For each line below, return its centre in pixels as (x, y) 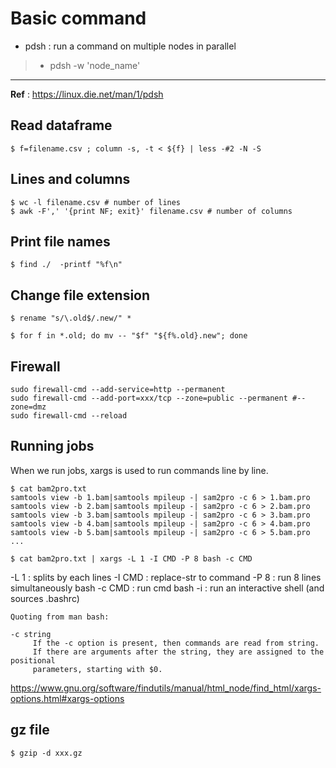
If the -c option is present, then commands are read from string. (176, 643)
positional (33, 660)
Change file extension (80, 295)
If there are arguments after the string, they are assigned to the (178, 652)
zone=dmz (28, 407)
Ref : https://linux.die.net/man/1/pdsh (87, 94)
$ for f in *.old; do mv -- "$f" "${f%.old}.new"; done (129, 336)
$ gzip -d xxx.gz (46, 753)
